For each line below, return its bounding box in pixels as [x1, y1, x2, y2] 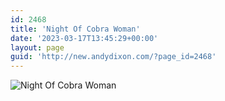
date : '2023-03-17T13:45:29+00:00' [10, 33, 159, 43]
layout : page [10, 42, 65, 53]
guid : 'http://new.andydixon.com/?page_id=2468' [10, 52, 217, 62]
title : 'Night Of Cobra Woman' [10, 24, 141, 34]
